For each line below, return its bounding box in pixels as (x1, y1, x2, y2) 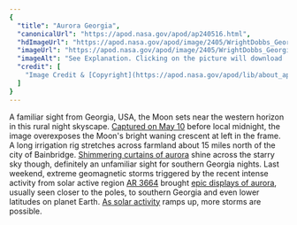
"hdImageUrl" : (17, 37, 69, 47)
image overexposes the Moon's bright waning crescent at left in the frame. (9, 130, 281, 141)
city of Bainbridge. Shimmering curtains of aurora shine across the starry (9, 149, 276, 159)
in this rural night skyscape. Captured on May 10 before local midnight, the (9, 120, 281, 131)
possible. (9, 206, 42, 216)
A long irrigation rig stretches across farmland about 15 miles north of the (9, 139, 276, 151)
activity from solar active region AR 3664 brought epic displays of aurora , (9, 177, 277, 188)
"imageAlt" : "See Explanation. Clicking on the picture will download (17, 54, 283, 63)
